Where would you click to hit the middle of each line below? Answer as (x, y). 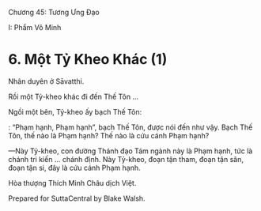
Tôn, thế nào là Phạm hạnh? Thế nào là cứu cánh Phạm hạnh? (109, 135)
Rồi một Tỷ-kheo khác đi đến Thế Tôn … (74, 96)
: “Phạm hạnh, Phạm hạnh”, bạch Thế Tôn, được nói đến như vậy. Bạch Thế (130, 127)
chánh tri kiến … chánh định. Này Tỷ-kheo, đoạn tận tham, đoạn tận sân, (126, 159)
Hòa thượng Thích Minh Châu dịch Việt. (72, 183)
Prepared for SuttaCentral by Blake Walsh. (77, 198)
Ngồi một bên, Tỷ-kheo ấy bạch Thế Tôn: (75, 111)
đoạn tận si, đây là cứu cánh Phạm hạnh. (74, 168)
